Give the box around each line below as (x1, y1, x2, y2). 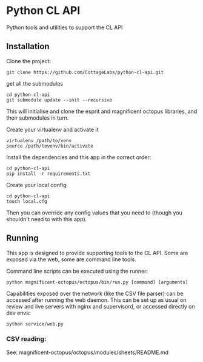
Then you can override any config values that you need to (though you (6, 209, 183, 216)
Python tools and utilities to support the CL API (6, 24, 123, 31)
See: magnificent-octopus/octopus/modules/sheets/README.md (6, 349, 168, 356)
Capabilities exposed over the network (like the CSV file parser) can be (6, 290, 184, 297)
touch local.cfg (6, 198, 47, 204)
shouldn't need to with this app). (6, 215, 87, 222)
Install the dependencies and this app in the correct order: (6, 153, 151, 161)
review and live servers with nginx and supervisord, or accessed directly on (6, 302, 195, 310)
